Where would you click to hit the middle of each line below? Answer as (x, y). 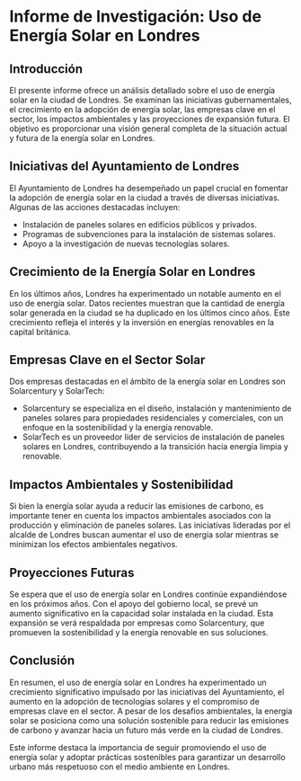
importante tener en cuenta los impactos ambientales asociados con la (140, 516)
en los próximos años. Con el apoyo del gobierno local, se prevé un (134, 604)
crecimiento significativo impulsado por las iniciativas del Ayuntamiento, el (147, 692)
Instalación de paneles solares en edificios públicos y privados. (140, 224)
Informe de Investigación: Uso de (136, 17)
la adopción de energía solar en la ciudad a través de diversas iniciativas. (145, 197)
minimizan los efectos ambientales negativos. (93, 545)
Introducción (46, 69)
